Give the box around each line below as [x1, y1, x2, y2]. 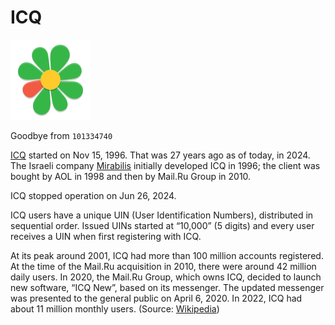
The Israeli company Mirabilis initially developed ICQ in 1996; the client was [10, 159, 321, 171]
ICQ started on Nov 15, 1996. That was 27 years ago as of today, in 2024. [10, 149, 311, 161]
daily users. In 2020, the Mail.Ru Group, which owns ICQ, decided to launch [10, 271, 322, 283]
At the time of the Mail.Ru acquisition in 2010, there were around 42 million [10, 260, 317, 272]
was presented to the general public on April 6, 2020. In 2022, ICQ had [10, 292, 303, 304]
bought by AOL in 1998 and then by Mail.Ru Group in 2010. [10, 170, 252, 182]
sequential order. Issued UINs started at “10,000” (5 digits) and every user [10, 219, 315, 231]
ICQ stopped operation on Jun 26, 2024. [10, 189, 177, 201]
